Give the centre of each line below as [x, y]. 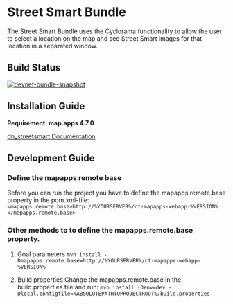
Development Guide [51, 158]
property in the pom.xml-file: [48, 200]
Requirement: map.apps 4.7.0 [51, 123]
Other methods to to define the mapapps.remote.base [100, 231]
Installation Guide [46, 106]
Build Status [34, 68]
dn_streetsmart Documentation [51, 136]
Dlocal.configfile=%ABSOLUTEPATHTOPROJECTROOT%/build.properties [113, 294]
